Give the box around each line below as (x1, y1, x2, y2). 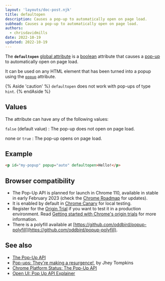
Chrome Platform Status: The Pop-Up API (12, 265, 98, 271)
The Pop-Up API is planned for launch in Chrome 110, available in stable (12, 190, 159, 196)
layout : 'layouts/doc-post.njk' (5, 7, 72, 12)
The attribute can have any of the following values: (5, 116, 109, 122)
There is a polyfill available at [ (12, 222, 75, 228)
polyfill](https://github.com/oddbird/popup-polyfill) (12, 227, 116, 233)
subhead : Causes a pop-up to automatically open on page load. (5, 21, 139, 26)
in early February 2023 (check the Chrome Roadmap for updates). (12, 195, 148, 201)
